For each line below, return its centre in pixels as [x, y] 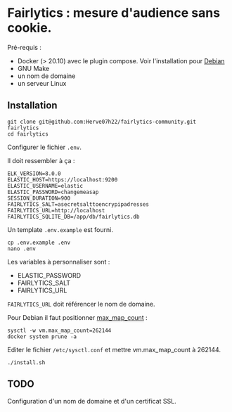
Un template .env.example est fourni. [60, 229]
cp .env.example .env [39, 243]
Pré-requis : [25, 47]
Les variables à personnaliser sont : [59, 262]
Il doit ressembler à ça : [41, 160]
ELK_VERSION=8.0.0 [34, 174]
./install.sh [26, 362]
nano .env [22, 249]
